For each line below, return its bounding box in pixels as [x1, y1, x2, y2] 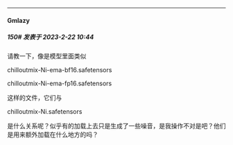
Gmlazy [7, 16, 30, 24]
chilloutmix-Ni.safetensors [7, 107, 83, 115]
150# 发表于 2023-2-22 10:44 [7, 33, 94, 42]
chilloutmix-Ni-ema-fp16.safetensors [7, 79, 112, 87]
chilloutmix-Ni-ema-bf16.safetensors [7, 65, 112, 74]
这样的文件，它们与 [7, 93, 62, 101]
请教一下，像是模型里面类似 [7, 51, 87, 60]
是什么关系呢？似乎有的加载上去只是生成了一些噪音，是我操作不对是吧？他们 [7, 121, 226, 130]
